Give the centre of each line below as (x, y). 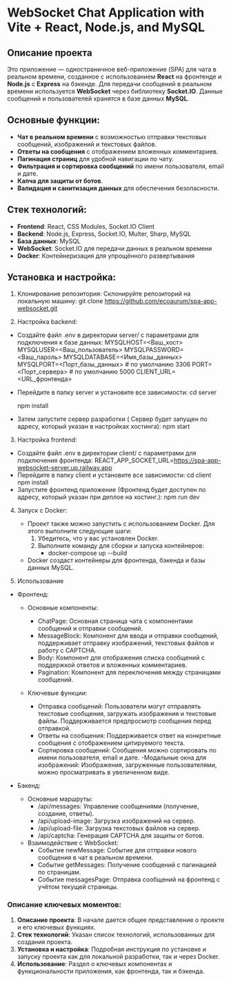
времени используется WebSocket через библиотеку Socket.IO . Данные (115, 91)
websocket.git (37, 309)
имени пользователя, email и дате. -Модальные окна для (122, 758)
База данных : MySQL (49, 241)
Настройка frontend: (47, 440)
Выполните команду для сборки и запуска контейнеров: (121, 546)
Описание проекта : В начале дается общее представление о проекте (121, 920)
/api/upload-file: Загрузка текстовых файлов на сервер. (119, 828)
